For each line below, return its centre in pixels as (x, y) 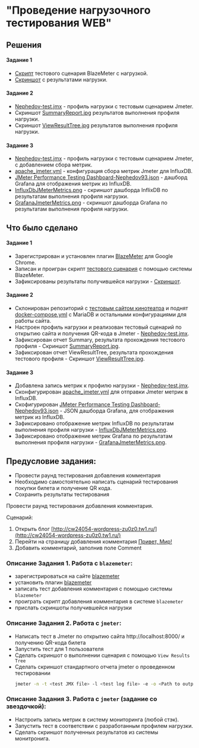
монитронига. (32, 738)
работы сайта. (33, 320)
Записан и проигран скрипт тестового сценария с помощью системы (103, 269)
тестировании (32, 673)
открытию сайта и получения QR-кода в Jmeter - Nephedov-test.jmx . (102, 333)
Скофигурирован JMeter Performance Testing (72, 404)
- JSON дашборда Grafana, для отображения (117, 411)
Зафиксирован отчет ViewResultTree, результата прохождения (94, 352)
